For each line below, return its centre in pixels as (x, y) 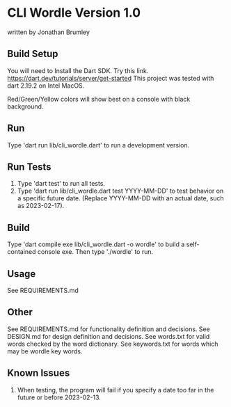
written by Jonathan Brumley (49, 32)
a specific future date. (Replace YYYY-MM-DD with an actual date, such (120, 198)
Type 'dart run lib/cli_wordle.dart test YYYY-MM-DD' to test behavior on (120, 191)
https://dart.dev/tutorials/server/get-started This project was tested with (111, 78)
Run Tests (29, 167)
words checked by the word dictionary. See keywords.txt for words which (113, 344)
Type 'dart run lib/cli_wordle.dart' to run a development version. (98, 145)
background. (25, 106)
